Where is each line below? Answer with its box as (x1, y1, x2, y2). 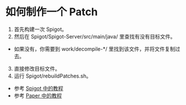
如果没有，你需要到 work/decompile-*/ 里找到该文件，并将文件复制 (13, 45, 176, 52)
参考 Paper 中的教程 (13, 92, 62, 99)
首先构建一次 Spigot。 (13, 26, 68, 33)
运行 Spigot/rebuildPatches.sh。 (13, 72, 92, 79)
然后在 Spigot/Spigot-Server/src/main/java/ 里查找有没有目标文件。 (13, 33, 176, 40)
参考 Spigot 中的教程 (13, 85, 64, 92)
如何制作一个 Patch (5, 5, 98, 19)
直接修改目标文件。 (13, 65, 61, 72)
